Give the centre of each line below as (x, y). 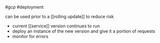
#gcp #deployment (24, 7)
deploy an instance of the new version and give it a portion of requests (84, 31)
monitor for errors (30, 36)
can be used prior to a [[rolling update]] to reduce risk (60, 16)
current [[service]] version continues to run (56, 26)
